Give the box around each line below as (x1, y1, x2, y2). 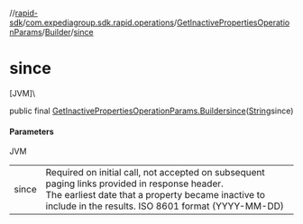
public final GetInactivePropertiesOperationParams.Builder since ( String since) (9, 105, 294, 116)
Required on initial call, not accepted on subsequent (45, 166, 265, 179)
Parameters (9, 126, 54, 137)
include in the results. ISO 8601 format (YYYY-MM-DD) (45, 200, 284, 212)
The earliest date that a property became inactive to (45, 189, 266, 202)
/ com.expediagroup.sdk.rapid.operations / (22, 17, 178, 28)
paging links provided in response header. (45, 177, 224, 190)
